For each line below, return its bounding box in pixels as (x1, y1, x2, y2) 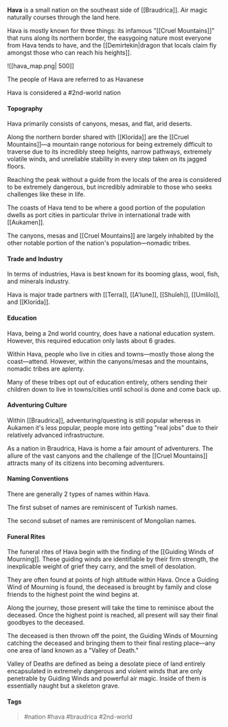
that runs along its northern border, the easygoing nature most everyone (7, 34, 212, 42)
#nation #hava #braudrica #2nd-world (23, 713, 133, 721)
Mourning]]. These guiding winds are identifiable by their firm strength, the (7, 555, 219, 564)
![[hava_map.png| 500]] (7, 62, 74, 70)
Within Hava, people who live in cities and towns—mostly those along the (7, 349, 214, 358)
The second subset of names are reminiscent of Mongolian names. (7, 517, 197, 525)
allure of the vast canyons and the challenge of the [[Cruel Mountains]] (7, 451, 208, 460)
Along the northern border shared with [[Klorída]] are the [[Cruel (7, 133, 190, 141)
